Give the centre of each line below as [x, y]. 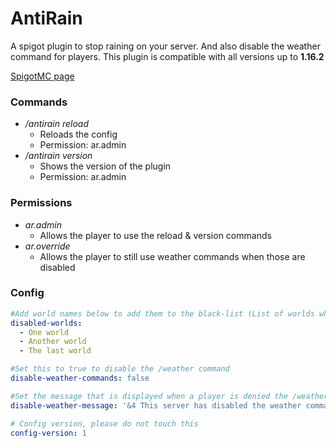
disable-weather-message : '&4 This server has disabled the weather [156, 405]
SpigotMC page [42, 76]
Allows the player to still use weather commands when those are [172, 256]
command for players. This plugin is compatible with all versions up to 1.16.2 [167, 56]
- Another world [53, 342]
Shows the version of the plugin [105, 166]
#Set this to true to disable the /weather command [120, 369]
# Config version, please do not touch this [104, 423]
